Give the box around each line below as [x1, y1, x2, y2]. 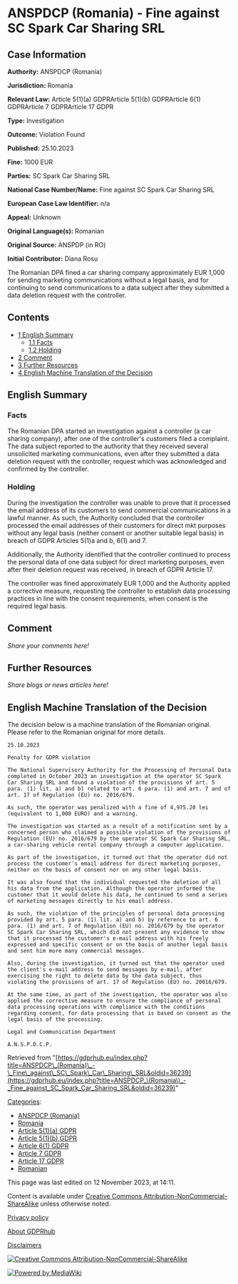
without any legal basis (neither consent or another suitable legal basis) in [7, 529, 224, 537]
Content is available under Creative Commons [7, 1192, 143, 1201]
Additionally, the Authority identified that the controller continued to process [7, 550, 231, 559]
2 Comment [17, 353, 53, 361]
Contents [7, 311, 50, 323]
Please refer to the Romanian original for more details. [7, 728, 166, 737]
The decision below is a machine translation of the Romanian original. [7, 720, 212, 729]
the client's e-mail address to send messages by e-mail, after [7, 966, 202, 973]
